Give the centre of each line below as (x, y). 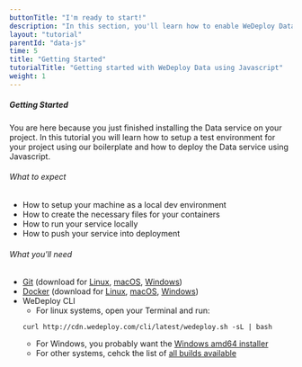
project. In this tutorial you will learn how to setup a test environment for (142, 137)
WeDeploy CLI (49, 301)
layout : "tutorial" (46, 34)
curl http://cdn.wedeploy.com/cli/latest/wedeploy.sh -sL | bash (147, 327)
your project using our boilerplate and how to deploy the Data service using (149, 147)
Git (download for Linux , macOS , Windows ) (102, 282)
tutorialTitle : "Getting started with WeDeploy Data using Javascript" (146, 68)
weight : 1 (28, 76)
